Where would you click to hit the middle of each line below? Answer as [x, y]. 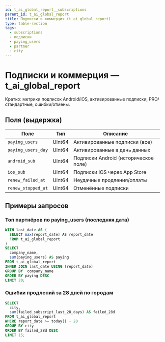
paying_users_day [28, 150]
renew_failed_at [27, 180]
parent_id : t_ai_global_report [37, 14]
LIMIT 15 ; [15, 335]
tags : [11, 28]
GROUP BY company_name [29, 271]
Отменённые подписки [101, 188]
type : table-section [26, 23]
